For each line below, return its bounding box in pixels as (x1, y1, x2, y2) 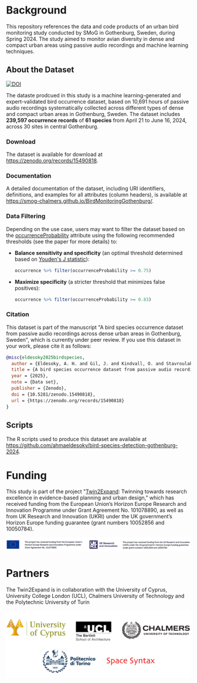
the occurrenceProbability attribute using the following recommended (6, 232, 175, 239)
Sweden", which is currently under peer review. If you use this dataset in (6, 336, 181, 343)
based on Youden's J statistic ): (14, 256, 90, 263)
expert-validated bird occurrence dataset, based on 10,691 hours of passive (6, 98, 189, 105)
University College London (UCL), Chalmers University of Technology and (6, 592, 185, 599)
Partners (6, 566, 50, 580)
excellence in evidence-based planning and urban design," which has (6, 494, 174, 501)
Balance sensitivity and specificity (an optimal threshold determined (14, 249, 183, 256)
